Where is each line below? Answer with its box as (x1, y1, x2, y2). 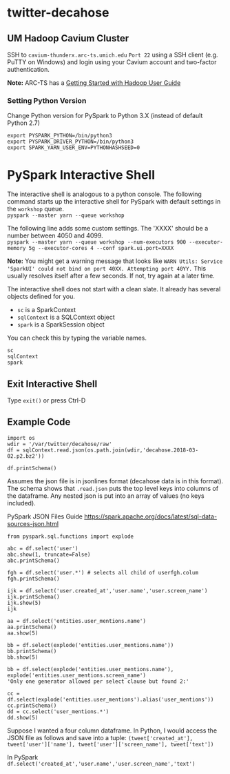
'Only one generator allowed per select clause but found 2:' (7, 678, 189, 685)
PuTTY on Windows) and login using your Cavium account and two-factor (7, 58, 217, 66)
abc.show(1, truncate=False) (7, 551, 91, 558)
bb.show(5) (7, 654, 39, 661)
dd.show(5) (7, 714, 39, 721)
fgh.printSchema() (7, 575, 60, 582)
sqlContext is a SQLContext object (17, 313, 115, 322)
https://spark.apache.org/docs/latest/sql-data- (83, 512, 218, 521)
